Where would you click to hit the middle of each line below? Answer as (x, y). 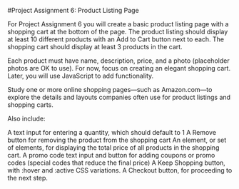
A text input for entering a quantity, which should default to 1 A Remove (112, 132)
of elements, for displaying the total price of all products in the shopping (113, 148)
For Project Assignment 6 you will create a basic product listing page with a (118, 24)
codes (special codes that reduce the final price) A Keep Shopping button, (117, 163)
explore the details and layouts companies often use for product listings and (119, 97)
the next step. (28, 178)
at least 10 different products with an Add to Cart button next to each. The (116, 39)
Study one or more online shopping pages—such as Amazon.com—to (110, 90)
